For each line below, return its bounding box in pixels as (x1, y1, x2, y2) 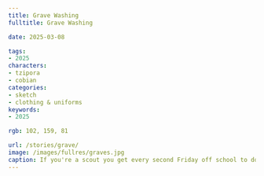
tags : (8, 47, 26, 55)
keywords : (8, 105, 41, 114)
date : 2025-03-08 (8, 33, 65, 41)
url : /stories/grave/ (8, 141, 79, 149)
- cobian (8, 76, 37, 84)
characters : (8, 62, 47, 70)
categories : (8, 83, 47, 91)
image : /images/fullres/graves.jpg (8, 148, 125, 156)
